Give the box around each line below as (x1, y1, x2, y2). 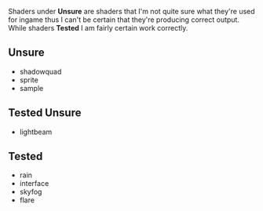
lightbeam (19, 127, 53, 136)
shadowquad (19, 67, 62, 76)
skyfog (19, 187, 42, 197)
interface (19, 179, 49, 188)
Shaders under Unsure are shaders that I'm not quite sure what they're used (8, 7, 255, 16)
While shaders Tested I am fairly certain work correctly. (8, 24, 188, 32)
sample (19, 83, 44, 93)
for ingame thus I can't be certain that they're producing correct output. (8, 15, 239, 24)
